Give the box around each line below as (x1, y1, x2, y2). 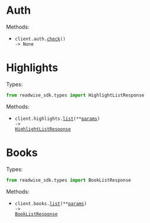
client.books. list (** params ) (14, 200, 87, 206)
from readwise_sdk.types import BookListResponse (6, 177, 132, 183)
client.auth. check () (14, 36, 66, 42)
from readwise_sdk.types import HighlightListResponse (6, 92, 145, 98)
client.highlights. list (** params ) (14, 116, 100, 122)
